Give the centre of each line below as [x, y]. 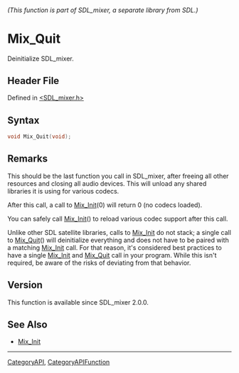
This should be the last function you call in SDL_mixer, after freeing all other [118, 176]
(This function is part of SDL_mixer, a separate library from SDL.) [103, 10]
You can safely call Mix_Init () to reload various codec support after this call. [118, 219]
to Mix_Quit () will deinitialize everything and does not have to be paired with [118, 240]
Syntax [23, 120]
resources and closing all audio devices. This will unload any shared [107, 183]
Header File [33, 81]
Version [25, 285]
